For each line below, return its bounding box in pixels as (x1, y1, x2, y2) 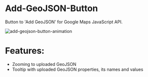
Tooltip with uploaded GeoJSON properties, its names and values (12, 66, 144, 72)
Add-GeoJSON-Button (5, 3, 98, 14)
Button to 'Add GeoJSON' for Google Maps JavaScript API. (5, 19, 123, 25)
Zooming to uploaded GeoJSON (12, 61, 76, 67)
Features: (5, 46, 45, 56)
